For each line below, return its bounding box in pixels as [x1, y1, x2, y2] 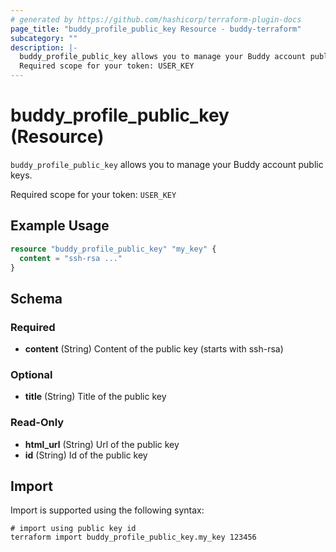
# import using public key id [10, 524, 137, 534]
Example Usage [10, 217, 110, 235]
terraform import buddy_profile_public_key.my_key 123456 [10, 532, 257, 543]
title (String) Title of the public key [24, 391, 167, 403]
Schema [10, 290, 63, 307]
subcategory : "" [10, 33, 78, 43]
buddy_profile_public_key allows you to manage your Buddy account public [10, 158, 324, 170]
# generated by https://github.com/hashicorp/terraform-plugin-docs [10, 14, 302, 25]
